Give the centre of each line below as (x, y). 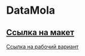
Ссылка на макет (40, 32)
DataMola (31, 10)
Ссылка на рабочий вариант (42, 46)
